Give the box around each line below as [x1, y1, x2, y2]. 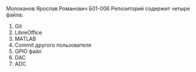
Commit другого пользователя [14, 41, 92, 48]
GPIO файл [14, 48, 42, 55]
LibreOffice [14, 29, 43, 36]
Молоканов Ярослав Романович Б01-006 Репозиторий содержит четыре [6, 5, 191, 12]
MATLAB [14, 35, 37, 42]
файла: [6, 11, 24, 18]
